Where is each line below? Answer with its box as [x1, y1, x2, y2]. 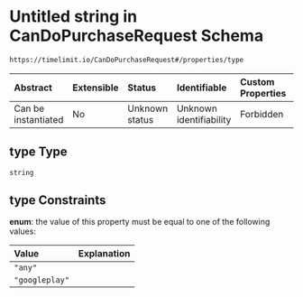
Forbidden [240, 107, 284, 120]
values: [9, 226, 36, 237]
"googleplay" [14, 275, 70, 285]
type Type [9, 144, 68, 160]
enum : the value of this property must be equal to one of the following [9, 217, 271, 227]
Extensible [71, 81, 119, 94]
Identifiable [176, 81, 227, 94]
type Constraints [9, 192, 106, 209]
